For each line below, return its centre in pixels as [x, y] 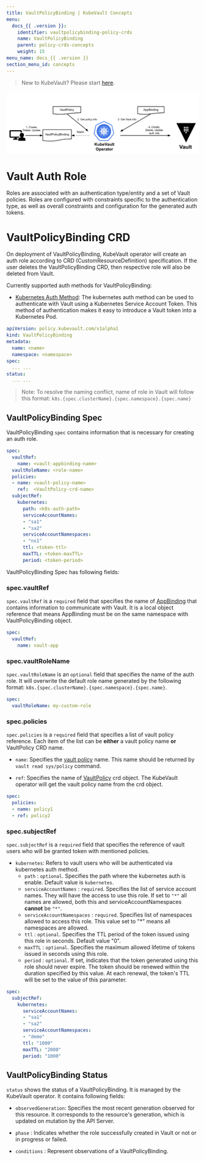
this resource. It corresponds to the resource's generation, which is [100, 1115]
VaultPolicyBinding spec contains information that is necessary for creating [100, 432]
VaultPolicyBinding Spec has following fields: [63, 572]
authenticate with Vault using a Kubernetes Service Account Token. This [106, 304]
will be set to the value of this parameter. [75, 980]
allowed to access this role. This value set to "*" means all [97, 921]
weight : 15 [31, 52]
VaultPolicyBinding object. [39, 621]
